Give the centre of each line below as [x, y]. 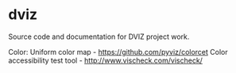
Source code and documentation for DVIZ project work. [99, 36]
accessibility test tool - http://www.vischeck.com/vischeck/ [105, 60]
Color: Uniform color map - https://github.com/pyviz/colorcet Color [118, 52]
